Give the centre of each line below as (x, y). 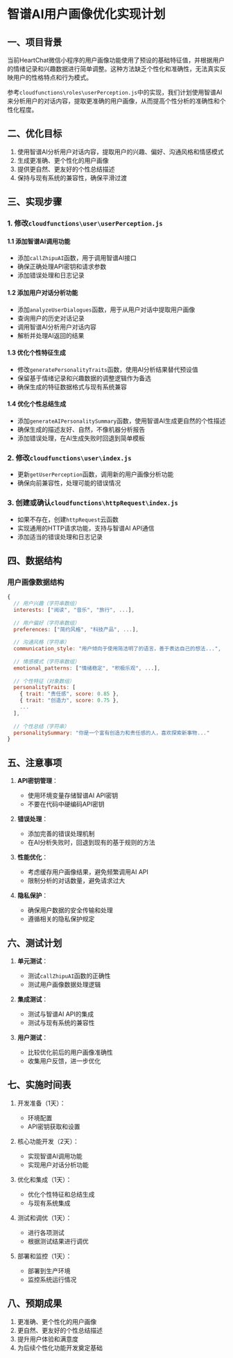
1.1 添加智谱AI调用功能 (39, 241)
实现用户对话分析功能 (58, 1165)
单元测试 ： (33, 961)
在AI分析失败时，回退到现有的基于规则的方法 (92, 843)
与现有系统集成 (49, 1203)
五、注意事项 (35, 762)
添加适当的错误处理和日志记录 (60, 537)
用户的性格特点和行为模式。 (52, 78)
